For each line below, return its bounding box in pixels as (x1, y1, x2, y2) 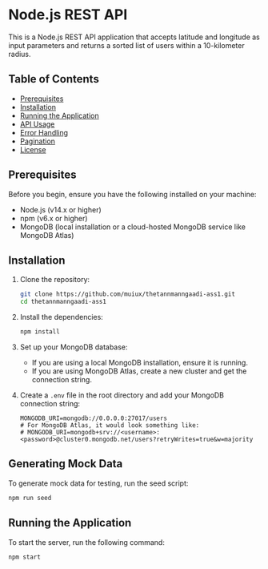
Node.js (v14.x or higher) (19, 204, 102, 214)
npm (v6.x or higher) (19, 213, 88, 223)
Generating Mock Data (8, 457, 123, 470)
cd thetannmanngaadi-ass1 (19, 298, 106, 306)
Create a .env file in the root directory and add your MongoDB (19, 390, 225, 400)
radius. (8, 49, 31, 59)
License (19, 144, 46, 154)
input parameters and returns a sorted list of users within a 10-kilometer (8, 40, 246, 50)
